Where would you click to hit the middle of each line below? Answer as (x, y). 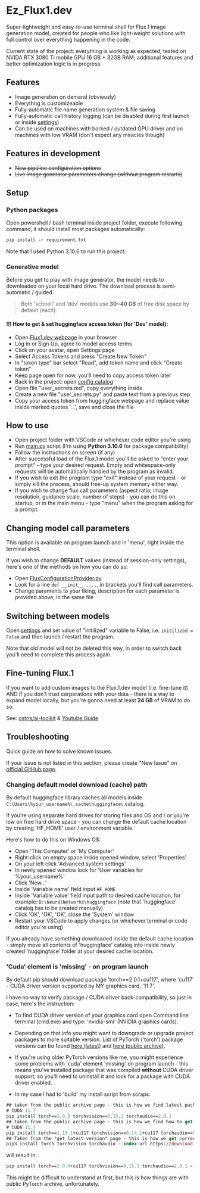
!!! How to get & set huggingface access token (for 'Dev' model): (87, 324)
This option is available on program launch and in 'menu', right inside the (95, 543)
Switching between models (58, 616)
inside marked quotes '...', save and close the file (74, 407)
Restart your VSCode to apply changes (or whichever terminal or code (101, 920)
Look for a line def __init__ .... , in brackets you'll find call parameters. (104, 585)
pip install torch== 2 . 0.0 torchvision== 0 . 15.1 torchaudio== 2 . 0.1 (89, 1116)
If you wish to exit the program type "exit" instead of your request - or (100, 478)
